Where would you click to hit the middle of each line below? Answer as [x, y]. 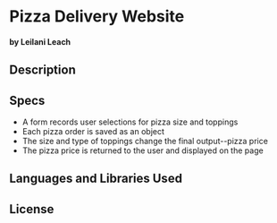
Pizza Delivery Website [97, 17]
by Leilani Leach [40, 41]
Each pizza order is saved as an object [93, 131]
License [32, 209]
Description [42, 70]
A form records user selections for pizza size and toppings [130, 122]
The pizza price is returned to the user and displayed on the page [143, 150]
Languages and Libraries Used [96, 179]
